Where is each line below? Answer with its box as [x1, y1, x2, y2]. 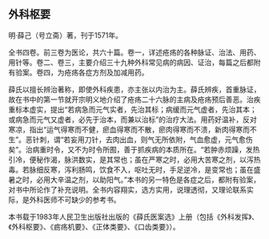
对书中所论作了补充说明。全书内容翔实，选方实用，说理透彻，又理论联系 [8, 184, 247, 194]
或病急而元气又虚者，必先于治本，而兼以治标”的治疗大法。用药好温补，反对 [8, 115, 258, 124]
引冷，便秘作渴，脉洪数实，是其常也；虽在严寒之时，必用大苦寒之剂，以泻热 [8, 155, 261, 164]
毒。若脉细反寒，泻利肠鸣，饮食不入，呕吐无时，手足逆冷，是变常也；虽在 [8, 164, 254, 174]
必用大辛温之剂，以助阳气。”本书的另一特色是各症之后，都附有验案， [35, 175, 261, 184]
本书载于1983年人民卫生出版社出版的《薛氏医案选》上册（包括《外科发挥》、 [8, 212, 259, 221]
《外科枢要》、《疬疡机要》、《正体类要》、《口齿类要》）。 [8, 221, 180, 231]
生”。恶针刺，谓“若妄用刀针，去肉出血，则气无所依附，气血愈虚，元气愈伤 [8, 135, 254, 144]
